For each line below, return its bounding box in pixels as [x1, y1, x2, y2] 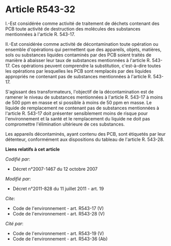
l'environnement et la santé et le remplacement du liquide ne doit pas [5, 115, 150, 121]
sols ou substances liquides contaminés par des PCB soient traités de [5, 52, 152, 58]
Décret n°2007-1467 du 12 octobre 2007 [12, 166, 98, 172]
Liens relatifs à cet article [5, 146, 60, 152]
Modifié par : [5, 175, 32, 181]
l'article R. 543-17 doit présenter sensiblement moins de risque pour [5, 110, 148, 116]
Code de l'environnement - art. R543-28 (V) [12, 210, 105, 217]
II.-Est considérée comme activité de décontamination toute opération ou [5, 41, 159, 47]
